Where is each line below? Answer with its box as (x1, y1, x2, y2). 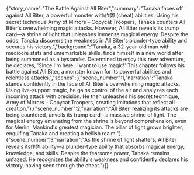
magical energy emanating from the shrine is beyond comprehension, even (6, 118, 187, 124)
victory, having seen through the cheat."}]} (6, 162, 109, 169)
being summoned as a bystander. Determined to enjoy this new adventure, (6, 55, 186, 62)
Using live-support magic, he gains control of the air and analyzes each (6, 87, 178, 93)
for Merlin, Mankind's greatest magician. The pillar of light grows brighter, (6, 124, 183, 131)
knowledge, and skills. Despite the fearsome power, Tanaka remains (6, 150, 170, 156)
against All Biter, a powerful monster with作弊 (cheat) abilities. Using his (6, 12, 179, 19)
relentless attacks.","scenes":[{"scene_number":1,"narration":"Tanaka (6, 74, 174, 81)
